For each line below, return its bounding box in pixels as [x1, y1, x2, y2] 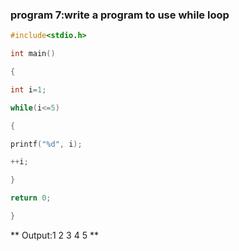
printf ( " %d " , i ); [10, 139, 83, 149]
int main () [10, 49, 56, 59]
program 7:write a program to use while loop [10, 8, 230, 22]
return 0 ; [10, 193, 52, 203]
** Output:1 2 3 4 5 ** [10, 229, 99, 241]
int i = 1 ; [10, 84, 47, 95]
